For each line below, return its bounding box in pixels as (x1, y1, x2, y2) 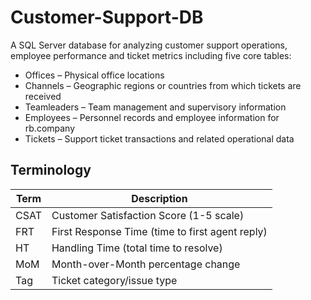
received (24, 90, 62, 102)
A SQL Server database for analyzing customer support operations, (10, 39, 288, 51)
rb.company (24, 122, 76, 134)
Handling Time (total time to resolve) (51, 241, 223, 255)
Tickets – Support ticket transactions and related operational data (24, 132, 295, 145)
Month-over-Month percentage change (51, 257, 241, 271)
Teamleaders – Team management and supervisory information (24, 101, 287, 113)
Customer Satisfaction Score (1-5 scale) (51, 208, 245, 222)
